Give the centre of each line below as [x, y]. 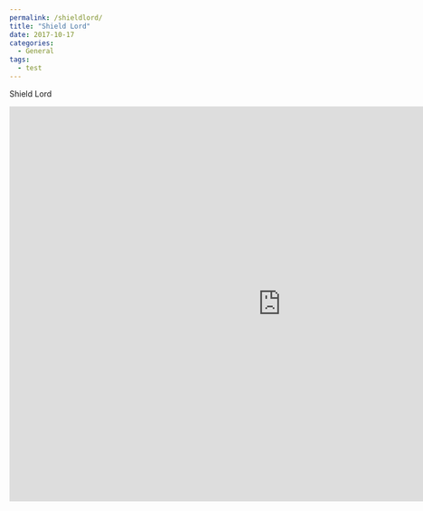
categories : [32, 43]
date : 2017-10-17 [42, 34]
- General [36, 51]
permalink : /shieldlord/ [56, 18]
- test [30, 69]
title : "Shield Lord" [50, 26]
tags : [19, 60]
